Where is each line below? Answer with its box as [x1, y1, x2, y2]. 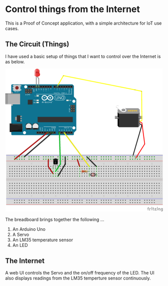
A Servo [12, 231, 29, 237]
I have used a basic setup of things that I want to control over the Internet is [5, 53, 161, 59]
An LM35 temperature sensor [12, 237, 73, 243]
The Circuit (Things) [5, 40, 69, 49]
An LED [12, 242, 28, 248]
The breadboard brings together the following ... [5, 216, 104, 222]
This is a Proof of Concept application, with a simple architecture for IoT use [5, 20, 162, 26]
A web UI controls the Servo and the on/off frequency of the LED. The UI [5, 270, 155, 276]
